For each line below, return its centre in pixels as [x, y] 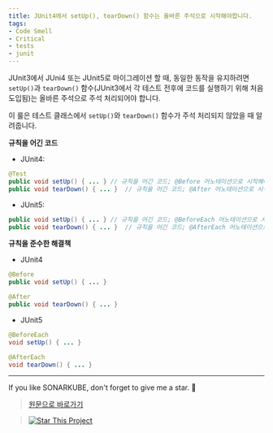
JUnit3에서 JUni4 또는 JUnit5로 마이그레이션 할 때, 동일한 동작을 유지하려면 [129, 78]
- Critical [27, 39]
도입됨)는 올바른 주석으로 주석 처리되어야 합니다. [84, 98]
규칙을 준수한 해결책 [40, 244]
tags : [17, 24]
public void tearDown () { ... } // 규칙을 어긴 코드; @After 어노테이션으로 [131, 189]
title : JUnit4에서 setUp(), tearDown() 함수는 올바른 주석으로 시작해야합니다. [130, 16]
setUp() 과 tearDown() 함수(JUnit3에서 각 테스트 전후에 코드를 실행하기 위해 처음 [136, 88]
